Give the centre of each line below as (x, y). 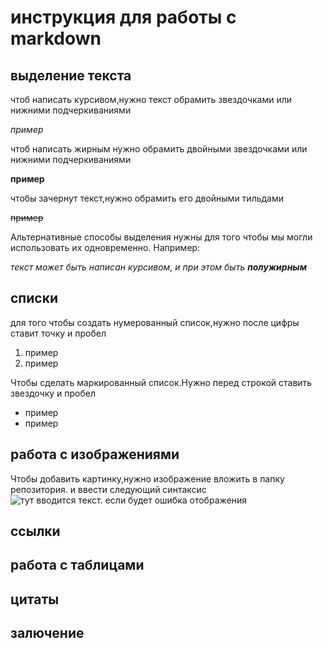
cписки (34, 298)
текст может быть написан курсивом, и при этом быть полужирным (159, 267)
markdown (56, 38)
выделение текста (71, 75)
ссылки (35, 531)
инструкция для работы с (123, 17)
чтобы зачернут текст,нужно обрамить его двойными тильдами (147, 198)
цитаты (35, 599)
